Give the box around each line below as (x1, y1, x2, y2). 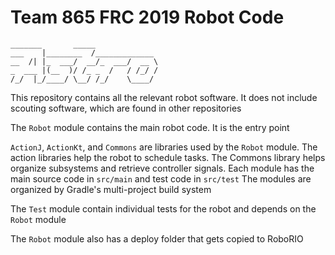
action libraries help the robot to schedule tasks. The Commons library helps (10, 151, 326, 163)
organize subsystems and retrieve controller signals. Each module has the (10, 162, 315, 174)
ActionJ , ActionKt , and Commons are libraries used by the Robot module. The (10, 141, 318, 153)
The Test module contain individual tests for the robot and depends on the (10, 202, 317, 215)
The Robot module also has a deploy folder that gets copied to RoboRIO (10, 232, 304, 245)
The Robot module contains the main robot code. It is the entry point (10, 121, 290, 133)
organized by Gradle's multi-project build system (10, 183, 212, 195)
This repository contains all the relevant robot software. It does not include (10, 91, 318, 103)
